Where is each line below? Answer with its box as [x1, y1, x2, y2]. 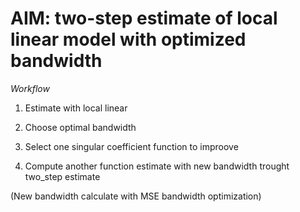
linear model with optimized [10, 28, 247, 51]
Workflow [10, 82, 50, 94]
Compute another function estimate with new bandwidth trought [24, 160, 290, 172]
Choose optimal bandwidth [24, 121, 137, 133]
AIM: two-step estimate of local [10, 7, 278, 30]
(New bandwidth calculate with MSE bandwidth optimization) [10, 190, 262, 202]
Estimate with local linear [24, 102, 128, 114]
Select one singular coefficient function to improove [24, 140, 239, 152]
